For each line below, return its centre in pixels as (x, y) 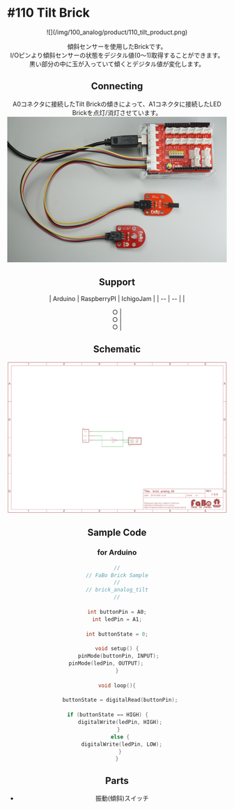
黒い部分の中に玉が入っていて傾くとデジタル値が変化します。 (117, 63)
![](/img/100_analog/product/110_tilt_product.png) (117, 32)
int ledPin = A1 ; (117, 619)
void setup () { (117, 649)
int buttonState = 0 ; (117, 634)
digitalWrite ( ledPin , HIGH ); (120, 723)
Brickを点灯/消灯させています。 (117, 112)
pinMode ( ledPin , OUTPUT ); (106, 663)
